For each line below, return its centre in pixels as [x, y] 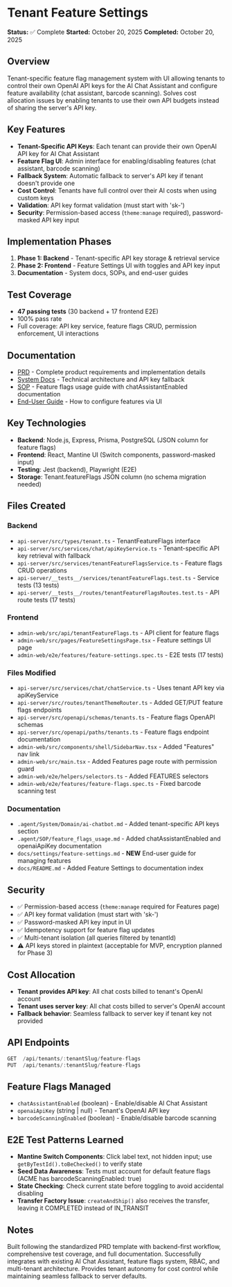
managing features [44, 861]
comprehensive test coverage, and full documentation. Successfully [105, 1254]
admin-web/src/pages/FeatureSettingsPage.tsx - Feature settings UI [114, 640]
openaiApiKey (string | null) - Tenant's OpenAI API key [93, 1111]
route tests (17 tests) [46, 599]
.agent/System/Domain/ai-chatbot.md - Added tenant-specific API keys [118, 824]
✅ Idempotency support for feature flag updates [86, 930]
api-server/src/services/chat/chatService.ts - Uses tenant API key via [121, 688]
